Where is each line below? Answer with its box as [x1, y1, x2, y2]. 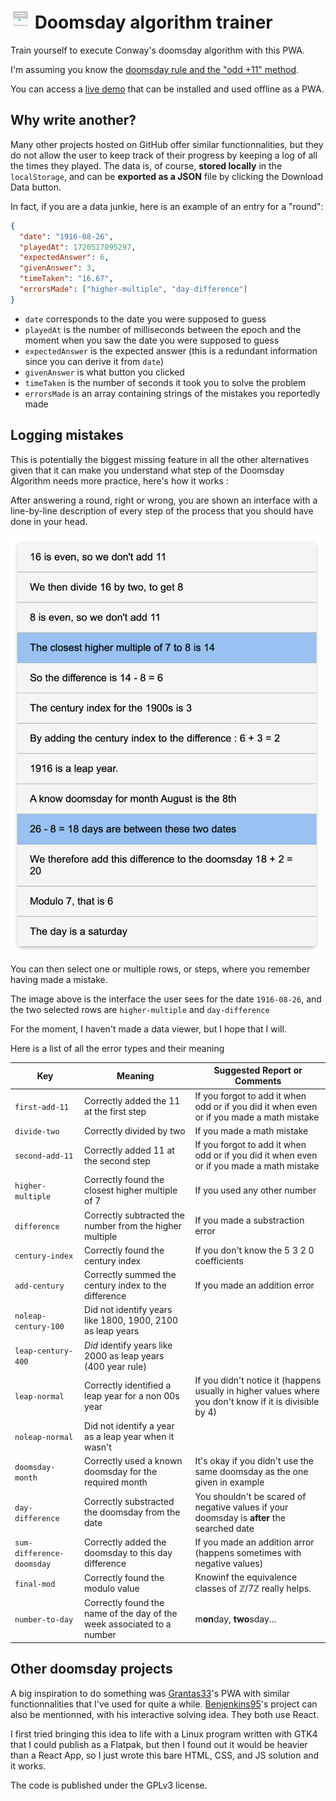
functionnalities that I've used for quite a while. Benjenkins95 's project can [10, 1698, 318, 1710]
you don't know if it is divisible [194, 1395, 320, 1407]
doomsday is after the [194, 1511, 286, 1523]
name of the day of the [84, 1608, 178, 1620]
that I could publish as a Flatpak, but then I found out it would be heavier [10, 1738, 308, 1750]
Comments [234, 1075, 282, 1087]
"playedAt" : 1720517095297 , [19, 242, 137, 252]
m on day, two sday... [194, 1613, 277, 1625]
